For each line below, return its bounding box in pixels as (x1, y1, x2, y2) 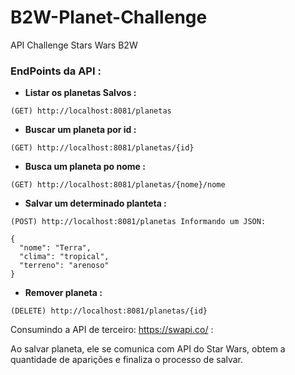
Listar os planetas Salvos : (24, 87, 137, 99)
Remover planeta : (24, 287, 103, 299)
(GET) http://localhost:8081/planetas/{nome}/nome (10, 180, 226, 190)
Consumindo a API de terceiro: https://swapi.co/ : (10, 324, 214, 336)
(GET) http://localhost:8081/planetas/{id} (10, 143, 195, 153)
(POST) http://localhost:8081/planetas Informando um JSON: (10, 217, 267, 227)
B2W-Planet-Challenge (10, 6, 208, 29)
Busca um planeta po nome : (24, 161, 146, 173)
